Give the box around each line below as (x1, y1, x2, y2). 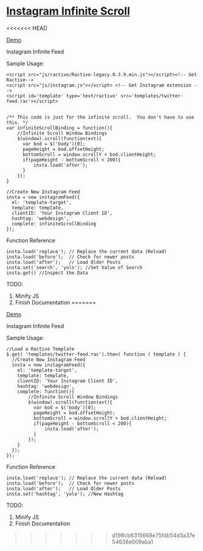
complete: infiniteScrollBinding (12, 220, 97, 226)
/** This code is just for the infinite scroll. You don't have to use (6, 114, 194, 120)
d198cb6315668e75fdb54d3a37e (112, 532, 196, 539)
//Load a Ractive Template (6, 346, 75, 352)
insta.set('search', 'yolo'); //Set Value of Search (6, 264, 143, 270)
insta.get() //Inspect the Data (6, 270, 88, 276)
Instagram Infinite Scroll (6, 4, 131, 18)
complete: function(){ (17, 388, 75, 395)
